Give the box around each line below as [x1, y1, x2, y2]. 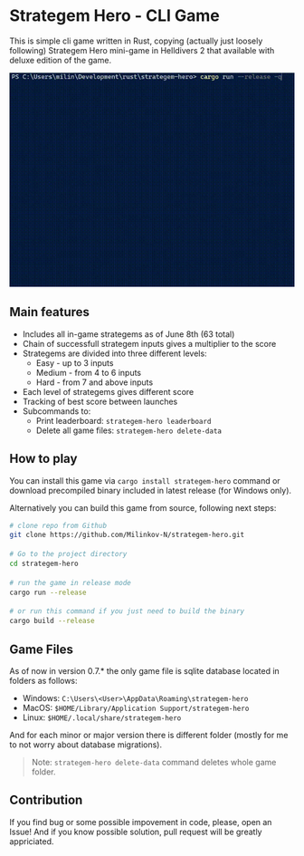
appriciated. [9, 835, 54, 847]
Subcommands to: [22, 405, 91, 417]
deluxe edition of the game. [9, 54, 111, 65]
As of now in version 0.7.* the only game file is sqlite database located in [9, 666, 280, 676]
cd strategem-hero [9, 559, 79, 569]
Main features [9, 304, 90, 320]
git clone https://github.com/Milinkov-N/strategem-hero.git [9, 531, 245, 540]
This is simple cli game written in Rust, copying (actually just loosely [9, 35, 263, 46]
